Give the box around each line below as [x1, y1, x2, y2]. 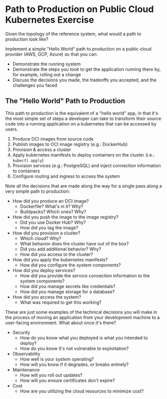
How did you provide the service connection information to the [20, 273, 150, 279]
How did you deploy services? [12, 267, 75, 273]
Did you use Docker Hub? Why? [20, 219, 87, 225]
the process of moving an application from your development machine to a [5, 314, 160, 320]
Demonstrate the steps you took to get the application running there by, [12, 66, 161, 72]
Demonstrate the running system [12, 61, 81, 67]
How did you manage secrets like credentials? [20, 283, 116, 289]
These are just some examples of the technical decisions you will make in [5, 309, 157, 315]
